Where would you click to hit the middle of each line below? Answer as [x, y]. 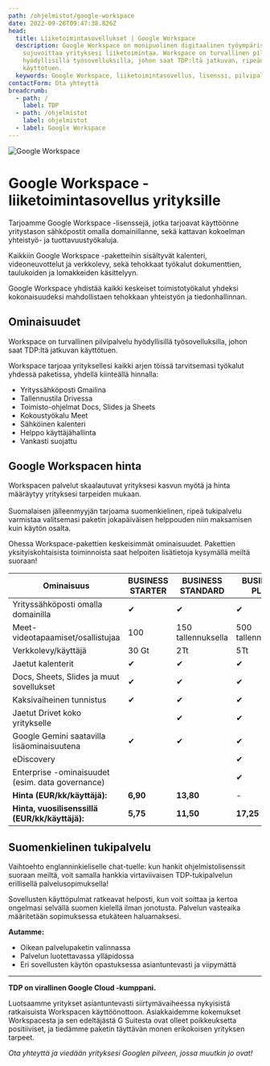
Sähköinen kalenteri [53, 424]
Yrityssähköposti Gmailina [63, 389]
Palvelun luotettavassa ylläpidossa [77, 956]
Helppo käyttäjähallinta [58, 432]
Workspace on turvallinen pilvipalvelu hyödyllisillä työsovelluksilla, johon [128, 341]
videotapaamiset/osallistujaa [66, 638]
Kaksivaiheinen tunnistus [59, 700]
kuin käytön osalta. [39, 529]
